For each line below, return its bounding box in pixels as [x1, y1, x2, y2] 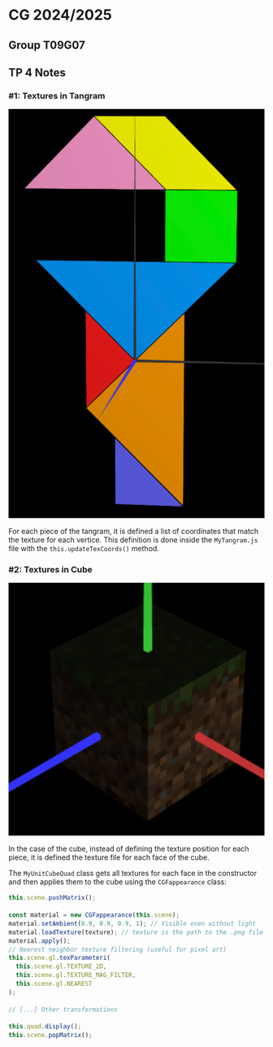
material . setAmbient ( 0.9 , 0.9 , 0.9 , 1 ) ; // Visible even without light [8, 919, 256, 927]
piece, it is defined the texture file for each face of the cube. [8, 852, 210, 862]
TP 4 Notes [8, 65, 67, 79]
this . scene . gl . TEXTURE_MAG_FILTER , [15, 971, 136, 979]
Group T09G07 [8, 38, 85, 52]
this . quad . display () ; [8, 1023, 82, 1031]
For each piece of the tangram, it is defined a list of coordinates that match [8, 527, 258, 537]
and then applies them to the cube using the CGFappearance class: [8, 877, 227, 887]
